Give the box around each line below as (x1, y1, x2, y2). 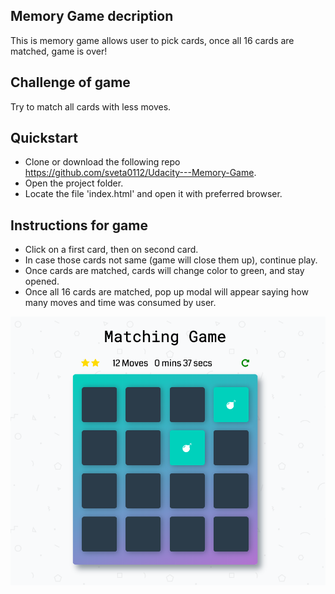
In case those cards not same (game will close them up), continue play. (24, 254, 318, 266)
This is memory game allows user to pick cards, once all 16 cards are (10, 34, 295, 46)
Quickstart (10, 130, 79, 147)
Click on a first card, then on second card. (24, 244, 199, 256)
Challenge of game (10, 74, 131, 91)
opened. (24, 275, 60, 288)
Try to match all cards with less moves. (10, 100, 172, 113)
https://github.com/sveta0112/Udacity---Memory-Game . (24, 167, 257, 179)
